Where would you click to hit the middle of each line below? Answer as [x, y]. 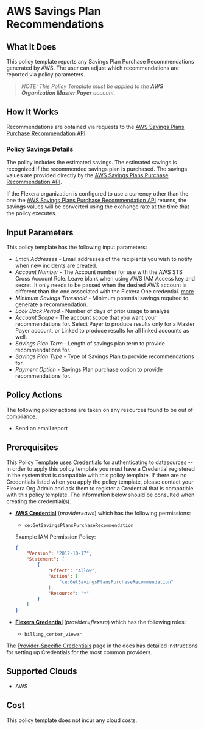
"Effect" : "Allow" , [72, 571]
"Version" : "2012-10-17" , [59, 554]
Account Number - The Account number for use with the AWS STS [99, 272]
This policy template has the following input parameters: [77, 247]
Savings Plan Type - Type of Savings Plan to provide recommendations [104, 356]
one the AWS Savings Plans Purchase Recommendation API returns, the [97, 201]
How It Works [33, 112]
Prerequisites [32, 448]
